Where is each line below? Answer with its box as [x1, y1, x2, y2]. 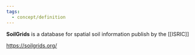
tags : [6, 8, 20, 15]
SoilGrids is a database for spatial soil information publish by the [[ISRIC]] [6, 30, 190, 37]
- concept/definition [11, 14, 66, 20]
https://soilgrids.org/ [6, 42, 57, 49]
